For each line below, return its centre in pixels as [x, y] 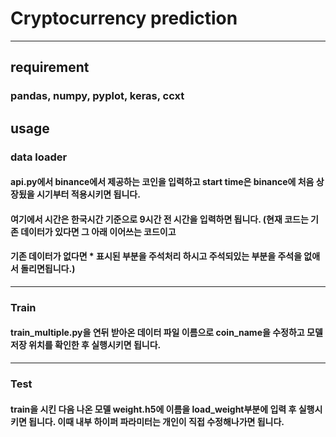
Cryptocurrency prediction [124, 18]
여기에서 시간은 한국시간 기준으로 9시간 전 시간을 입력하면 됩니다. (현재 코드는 [159, 219]
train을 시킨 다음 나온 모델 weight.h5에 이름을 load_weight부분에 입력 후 [153, 409]
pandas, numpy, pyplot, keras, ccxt [97, 96]
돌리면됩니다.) [48, 269]
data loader [39, 157]
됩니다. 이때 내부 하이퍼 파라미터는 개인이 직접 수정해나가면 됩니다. [156, 421]
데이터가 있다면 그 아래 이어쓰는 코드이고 [98, 231]
